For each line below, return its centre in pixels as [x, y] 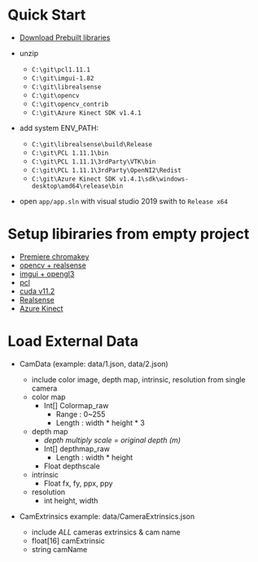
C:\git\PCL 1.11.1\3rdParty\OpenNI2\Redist [107, 170]
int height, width [71, 500]
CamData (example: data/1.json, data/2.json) [94, 364]
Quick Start [47, 15]
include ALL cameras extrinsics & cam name [106, 532]
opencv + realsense [52, 265]
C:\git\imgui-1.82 [63, 78]
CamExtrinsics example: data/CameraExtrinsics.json [107, 516]
